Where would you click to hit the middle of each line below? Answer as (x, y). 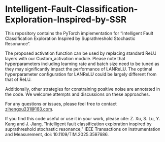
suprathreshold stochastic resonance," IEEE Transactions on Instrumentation (83, 129)
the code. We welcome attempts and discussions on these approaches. (78, 94)
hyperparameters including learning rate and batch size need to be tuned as (82, 64)
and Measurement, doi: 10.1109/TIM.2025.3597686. (57, 134)
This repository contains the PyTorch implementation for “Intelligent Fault (79, 33)
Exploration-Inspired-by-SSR (66, 19)
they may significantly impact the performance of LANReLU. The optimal (79, 69)
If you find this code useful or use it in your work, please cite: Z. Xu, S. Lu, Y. (83, 118)
